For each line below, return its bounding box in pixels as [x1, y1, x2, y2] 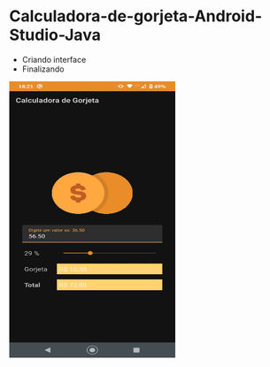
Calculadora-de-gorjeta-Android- [9, 6, 263, 27]
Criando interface [21, 54, 87, 65]
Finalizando [21, 64, 65, 74]
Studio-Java [9, 25, 102, 45]
